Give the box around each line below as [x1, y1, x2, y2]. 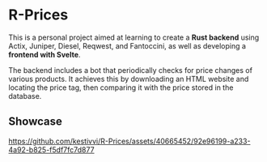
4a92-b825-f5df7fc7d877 [8, 144, 95, 155]
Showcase [8, 115, 63, 129]
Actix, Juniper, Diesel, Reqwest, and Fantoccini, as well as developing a [8, 40, 247, 50]
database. [8, 91, 42, 100]
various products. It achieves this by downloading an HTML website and [8, 74, 249, 83]
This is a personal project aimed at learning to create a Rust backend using [8, 32, 260, 42]
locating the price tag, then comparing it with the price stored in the [8, 83, 234, 92]
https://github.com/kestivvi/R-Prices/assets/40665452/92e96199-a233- [8, 136, 251, 146]
